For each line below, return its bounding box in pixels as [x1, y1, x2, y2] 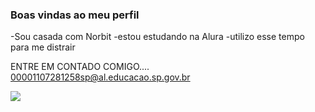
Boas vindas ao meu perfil [10, 8, 140, 22]
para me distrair [10, 41, 76, 53]
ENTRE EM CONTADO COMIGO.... [10, 61, 150, 73]
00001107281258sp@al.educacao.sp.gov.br [10, 71, 191, 83]
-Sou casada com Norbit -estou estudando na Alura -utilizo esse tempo [10, 31, 305, 43]
